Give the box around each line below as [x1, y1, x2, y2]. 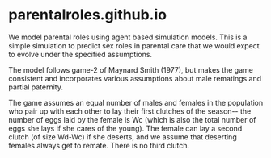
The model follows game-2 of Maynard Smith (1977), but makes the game [8, 64, 253, 74]
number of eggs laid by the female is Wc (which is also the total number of [8, 114, 256, 124]
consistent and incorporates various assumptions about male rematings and [8, 73, 262, 83]
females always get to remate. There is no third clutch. [8, 140, 190, 150]
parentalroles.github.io [8, 6, 167, 24]
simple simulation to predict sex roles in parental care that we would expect [8, 40, 260, 50]
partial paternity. [8, 82, 63, 92]
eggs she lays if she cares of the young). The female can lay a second [8, 123, 243, 133]
